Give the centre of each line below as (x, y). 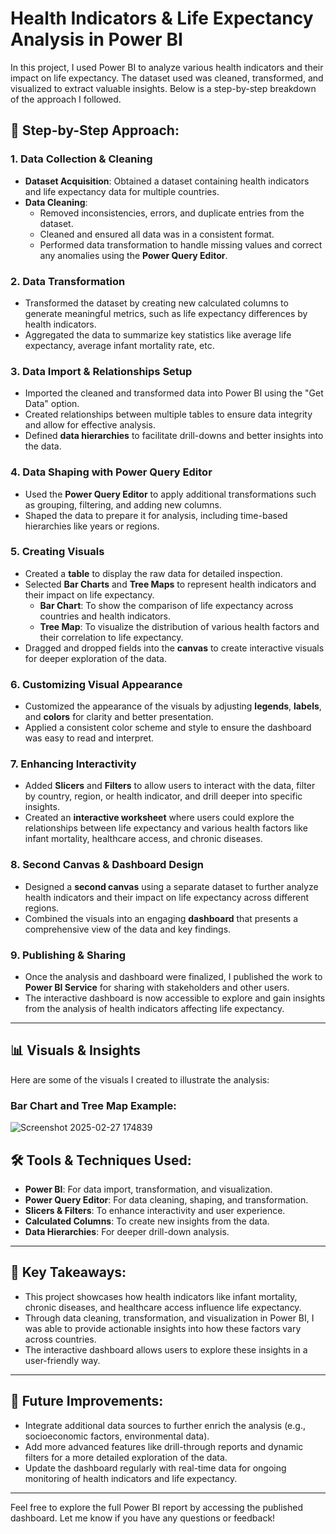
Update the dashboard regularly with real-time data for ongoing (155, 1468)
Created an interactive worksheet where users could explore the (159, 818)
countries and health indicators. (105, 616)
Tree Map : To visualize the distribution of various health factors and (179, 626)
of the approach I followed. (66, 99)
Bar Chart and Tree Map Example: (93, 1105)
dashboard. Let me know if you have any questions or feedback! (143, 1518)
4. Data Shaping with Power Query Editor (111, 472)
